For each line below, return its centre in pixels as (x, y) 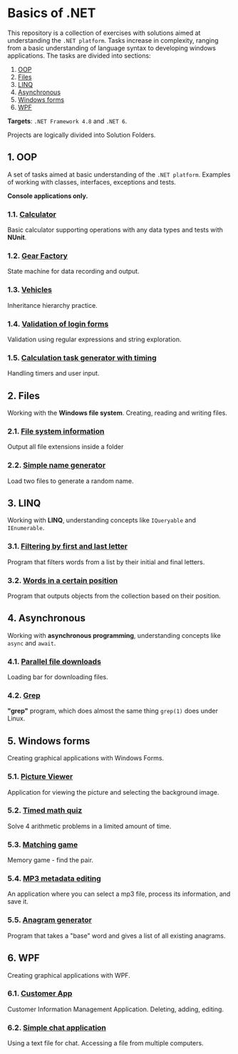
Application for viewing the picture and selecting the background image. (113, 792)
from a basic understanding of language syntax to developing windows (112, 48)
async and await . (32, 643)
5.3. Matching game (43, 844)
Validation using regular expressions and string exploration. (94, 339)
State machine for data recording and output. (74, 272)
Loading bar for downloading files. (58, 677)
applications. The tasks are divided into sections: (79, 56)
